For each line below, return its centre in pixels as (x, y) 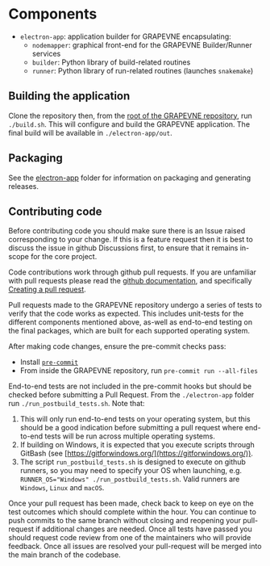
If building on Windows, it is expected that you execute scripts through (137, 445)
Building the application (69, 96)
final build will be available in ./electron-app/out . (90, 132)
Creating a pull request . (47, 289)
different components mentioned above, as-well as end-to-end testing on (130, 322)
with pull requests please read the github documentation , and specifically (130, 281)
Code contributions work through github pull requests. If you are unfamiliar (132, 272)
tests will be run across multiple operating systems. (130, 436)
